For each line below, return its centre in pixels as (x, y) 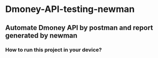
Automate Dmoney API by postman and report (79, 28)
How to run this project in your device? (54, 49)
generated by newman (41, 35)
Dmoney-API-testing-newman (70, 9)
